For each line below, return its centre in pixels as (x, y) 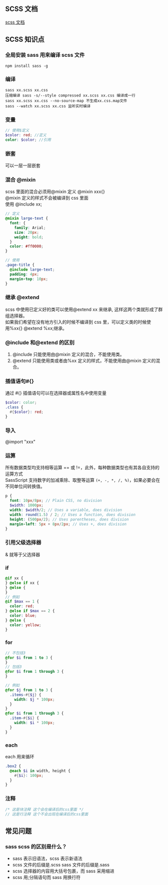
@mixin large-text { (27, 218)
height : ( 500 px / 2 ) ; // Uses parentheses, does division (69, 519)
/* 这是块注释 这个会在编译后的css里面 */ (44, 809)
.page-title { (20, 265)
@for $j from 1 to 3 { (29, 690)
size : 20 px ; (27, 232)
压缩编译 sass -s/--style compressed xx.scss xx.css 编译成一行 (70, 95)
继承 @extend (22, 297)
